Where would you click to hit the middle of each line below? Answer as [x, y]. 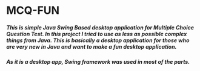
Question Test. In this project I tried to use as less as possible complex [97, 34]
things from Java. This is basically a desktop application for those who [98, 40]
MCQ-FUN [33, 11]
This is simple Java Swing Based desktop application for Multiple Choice [100, 27]
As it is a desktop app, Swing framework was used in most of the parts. [98, 62]
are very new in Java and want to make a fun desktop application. [92, 46]
